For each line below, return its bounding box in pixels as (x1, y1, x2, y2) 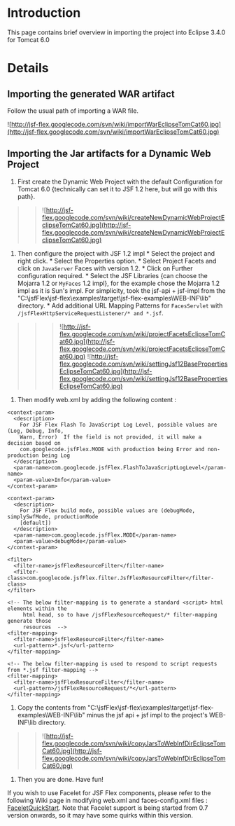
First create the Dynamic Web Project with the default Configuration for (17, 177, 223, 186)
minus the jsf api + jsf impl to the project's (86, 710, 208, 719)
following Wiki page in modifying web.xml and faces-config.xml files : (7, 796, 208, 804)
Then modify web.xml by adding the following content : (17, 395, 177, 404)
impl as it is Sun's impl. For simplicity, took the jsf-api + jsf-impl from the (17, 286, 226, 295)
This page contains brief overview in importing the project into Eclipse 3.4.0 (7, 28, 226, 36)
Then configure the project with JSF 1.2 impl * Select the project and (17, 249, 215, 257)
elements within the (7, 605, 68, 612)
